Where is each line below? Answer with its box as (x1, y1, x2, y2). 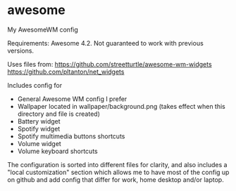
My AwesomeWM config (7, 25, 79, 34)
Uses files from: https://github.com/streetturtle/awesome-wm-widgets (7, 60, 213, 68)
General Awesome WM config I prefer (17, 94, 128, 103)
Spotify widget (17, 124, 61, 133)
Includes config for (7, 81, 62, 89)
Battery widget (17, 117, 61, 125)
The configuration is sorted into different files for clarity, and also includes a (7, 160, 228, 169)
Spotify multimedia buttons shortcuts (17, 132, 125, 140)
